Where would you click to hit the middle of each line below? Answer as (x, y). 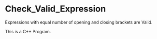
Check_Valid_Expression (56, 9)
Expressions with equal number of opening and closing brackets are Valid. (79, 22)
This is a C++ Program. (28, 31)
